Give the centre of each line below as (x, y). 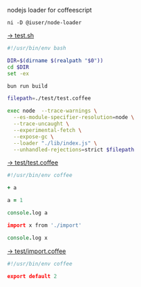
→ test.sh (21, 35)
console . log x (28, 238)
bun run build (28, 86)
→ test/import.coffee (37, 251)
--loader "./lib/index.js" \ (55, 143)
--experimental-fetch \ (47, 130)
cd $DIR (18, 67)
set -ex (18, 73)
